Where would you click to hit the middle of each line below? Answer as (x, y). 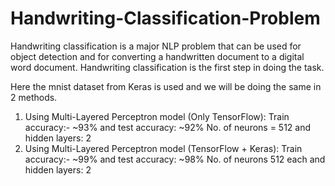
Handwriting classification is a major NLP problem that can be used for (156, 46)
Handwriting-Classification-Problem (165, 18)
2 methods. (34, 97)
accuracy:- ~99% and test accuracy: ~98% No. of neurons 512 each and (175, 159)
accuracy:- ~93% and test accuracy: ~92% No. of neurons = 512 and (168, 127)
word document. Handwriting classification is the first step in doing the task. (167, 67)
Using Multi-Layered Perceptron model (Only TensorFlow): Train (157, 116)
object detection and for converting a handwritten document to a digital (157, 56)
